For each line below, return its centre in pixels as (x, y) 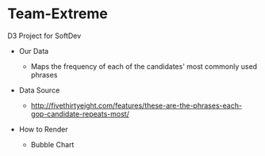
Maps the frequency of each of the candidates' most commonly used (144, 66)
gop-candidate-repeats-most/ (80, 114)
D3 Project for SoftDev (44, 36)
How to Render (43, 129)
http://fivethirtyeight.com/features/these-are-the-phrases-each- (136, 105)
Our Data (34, 51)
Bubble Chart (52, 144)
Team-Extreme (58, 14)
